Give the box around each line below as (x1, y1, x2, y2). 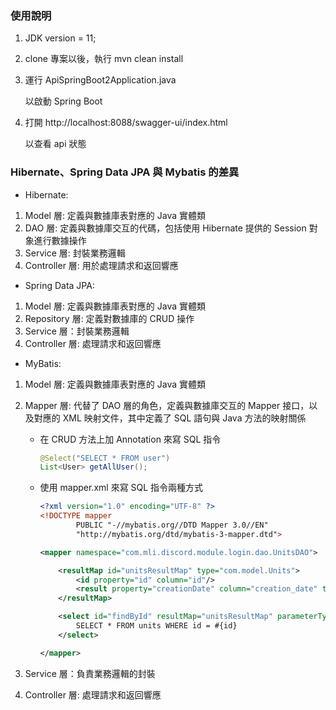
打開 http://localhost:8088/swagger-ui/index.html (24, 117, 228, 129)
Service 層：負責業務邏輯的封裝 (24, 667, 156, 679)
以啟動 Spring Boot (24, 95, 103, 107)
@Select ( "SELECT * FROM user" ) (39, 453, 171, 463)
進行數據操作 (33, 234, 87, 246)
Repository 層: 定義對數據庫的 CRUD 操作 (24, 312, 195, 324)
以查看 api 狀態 (24, 138, 87, 150)
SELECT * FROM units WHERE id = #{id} (75, 621, 238, 631)
